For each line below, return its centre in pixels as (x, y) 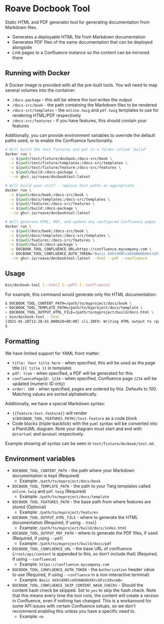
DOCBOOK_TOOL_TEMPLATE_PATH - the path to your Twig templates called (81, 486)
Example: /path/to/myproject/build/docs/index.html (73, 528)
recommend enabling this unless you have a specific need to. (74, 611)
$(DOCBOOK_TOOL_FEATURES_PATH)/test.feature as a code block (75, 418)
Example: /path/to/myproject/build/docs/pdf (65, 544)
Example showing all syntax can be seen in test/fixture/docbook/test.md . (80, 443)
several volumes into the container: (40, 90)
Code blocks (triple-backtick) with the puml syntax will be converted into (85, 423)
